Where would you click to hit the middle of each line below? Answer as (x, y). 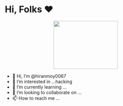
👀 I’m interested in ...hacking (42, 81)
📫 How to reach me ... (36, 98)
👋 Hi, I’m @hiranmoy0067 (39, 76)
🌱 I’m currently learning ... (39, 87)
